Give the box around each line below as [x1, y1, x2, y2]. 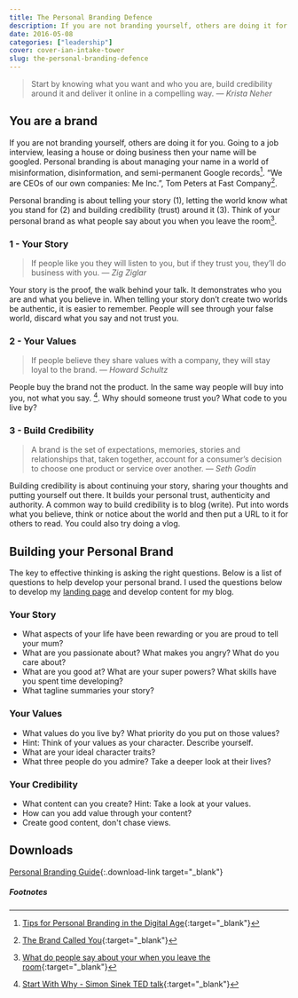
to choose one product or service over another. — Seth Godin [30, 463, 257, 474]
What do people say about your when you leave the [21, 952, 211, 962]
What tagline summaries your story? [21, 685, 155, 696]
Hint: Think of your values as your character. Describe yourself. [21, 737, 254, 748]
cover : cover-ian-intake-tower [9, 46, 125, 55]
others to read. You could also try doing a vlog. [9, 519, 181, 529]
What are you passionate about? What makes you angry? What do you [21, 647, 279, 658]
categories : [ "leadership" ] [9, 37, 114, 47]
